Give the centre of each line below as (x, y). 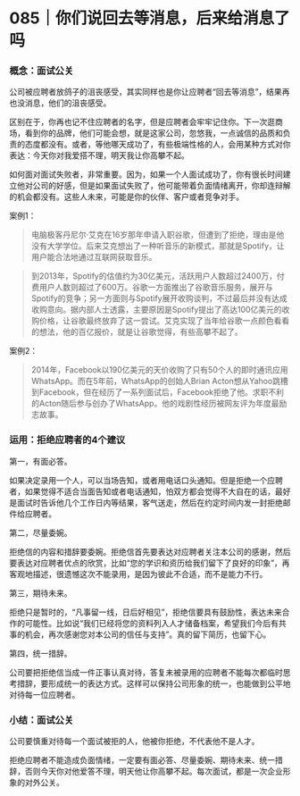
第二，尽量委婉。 (41, 532)
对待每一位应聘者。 (45, 694)
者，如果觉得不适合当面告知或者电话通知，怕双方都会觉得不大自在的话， (142, 491)
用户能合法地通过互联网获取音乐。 (94, 257)
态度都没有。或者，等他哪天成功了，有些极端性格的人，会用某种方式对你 (158, 145)
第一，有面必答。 (41, 461)
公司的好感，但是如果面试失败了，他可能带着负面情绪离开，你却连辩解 (162, 186)
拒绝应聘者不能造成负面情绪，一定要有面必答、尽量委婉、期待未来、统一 (142, 760)
